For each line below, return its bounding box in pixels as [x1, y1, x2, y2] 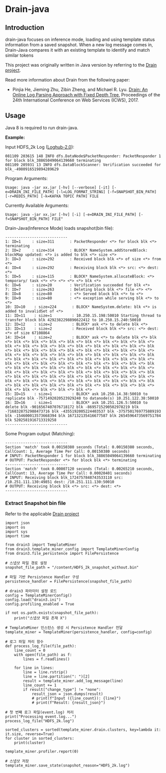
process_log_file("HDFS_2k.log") [5, 719, 75, 724]
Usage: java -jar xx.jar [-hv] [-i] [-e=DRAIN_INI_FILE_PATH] [5, 212, 137, 217]
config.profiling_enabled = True [5, 602, 75, 607]
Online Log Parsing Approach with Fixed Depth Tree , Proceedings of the [12, 92, 161, 97]
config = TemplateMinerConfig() [5, 593, 72, 598]
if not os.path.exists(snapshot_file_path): [5, 610, 99, 615]
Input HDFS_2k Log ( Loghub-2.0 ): [5, 144, 75, 150]
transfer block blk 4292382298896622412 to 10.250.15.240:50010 [5, 317, 141, 322]
